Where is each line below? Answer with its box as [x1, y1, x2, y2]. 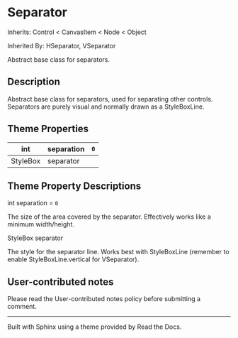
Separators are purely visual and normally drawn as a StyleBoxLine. [7, 102, 205, 111]
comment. [7, 302, 37, 311]
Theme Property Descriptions [7, 180, 142, 192]
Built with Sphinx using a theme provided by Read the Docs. [7, 322, 182, 331]
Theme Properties [7, 123, 89, 135]
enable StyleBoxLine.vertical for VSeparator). [7, 255, 140, 263]
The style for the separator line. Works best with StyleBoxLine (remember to [7, 248, 229, 256]
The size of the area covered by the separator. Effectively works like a [7, 212, 211, 221]
